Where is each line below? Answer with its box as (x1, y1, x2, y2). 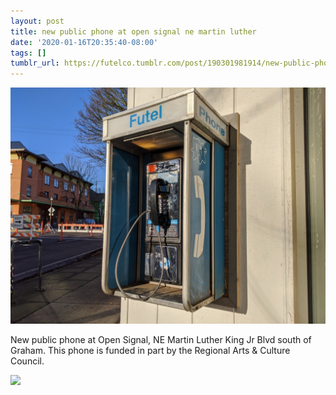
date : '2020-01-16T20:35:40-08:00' (10, 37, 159, 47)
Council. (10, 355, 45, 367)
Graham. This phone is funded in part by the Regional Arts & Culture (10, 345, 291, 357)
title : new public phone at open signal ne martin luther (10, 26, 257, 37)
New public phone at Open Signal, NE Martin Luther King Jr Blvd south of (10, 334, 312, 346)
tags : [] (10, 48, 47, 58)
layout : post (10, 16, 65, 26)
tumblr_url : (10, 58, 60, 69)
